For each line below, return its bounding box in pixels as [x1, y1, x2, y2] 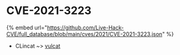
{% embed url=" [6, 24, 48, 31]
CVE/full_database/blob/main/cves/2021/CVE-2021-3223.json [6, 30, 163, 37]
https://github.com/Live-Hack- [47, 24, 124, 31]
